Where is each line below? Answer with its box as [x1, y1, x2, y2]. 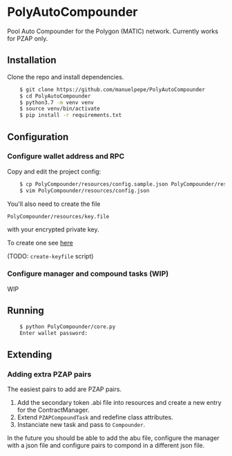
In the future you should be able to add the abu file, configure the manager [7, 434, 220, 442]
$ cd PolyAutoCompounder [19, 93, 91, 99]
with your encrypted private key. [7, 225, 99, 234]
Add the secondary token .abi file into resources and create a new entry [17, 399, 222, 407]
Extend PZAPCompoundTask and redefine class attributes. [17, 413, 174, 421]
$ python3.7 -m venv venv [19, 99, 95, 106]
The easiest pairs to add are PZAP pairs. [7, 385, 122, 394]
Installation [7, 55, 57, 66]
